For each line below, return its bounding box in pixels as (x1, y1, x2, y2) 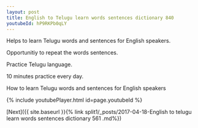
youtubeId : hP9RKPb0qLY (6, 20, 67, 26)
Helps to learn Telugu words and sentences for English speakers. (6, 37, 171, 45)
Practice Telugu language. (6, 61, 72, 68)
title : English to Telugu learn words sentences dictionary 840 (6, 15, 174, 21)
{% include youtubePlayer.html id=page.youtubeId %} (6, 96, 143, 104)
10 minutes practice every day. (6, 73, 84, 80)
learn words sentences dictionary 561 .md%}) (6, 115, 122, 122)
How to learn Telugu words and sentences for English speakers (6, 85, 167, 92)
